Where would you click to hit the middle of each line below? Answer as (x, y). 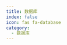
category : (18, 28)
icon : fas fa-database (33, 22)
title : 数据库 (22, 11)
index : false (22, 17)
